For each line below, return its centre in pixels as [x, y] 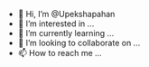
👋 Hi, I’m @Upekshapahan [66, 14]
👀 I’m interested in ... [56, 24]
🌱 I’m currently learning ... [66, 33]
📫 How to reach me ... [60, 53]
